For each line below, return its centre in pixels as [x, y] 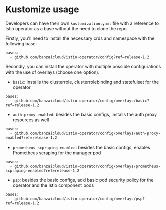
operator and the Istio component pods [53, 185]
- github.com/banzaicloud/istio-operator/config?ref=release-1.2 [80, 57]
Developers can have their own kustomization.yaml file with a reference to [82, 23]
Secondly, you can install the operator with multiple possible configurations [83, 66]
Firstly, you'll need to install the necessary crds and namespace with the [80, 38]
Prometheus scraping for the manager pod [57, 153]
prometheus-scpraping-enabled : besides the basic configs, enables [81, 147]
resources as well [31, 120]
